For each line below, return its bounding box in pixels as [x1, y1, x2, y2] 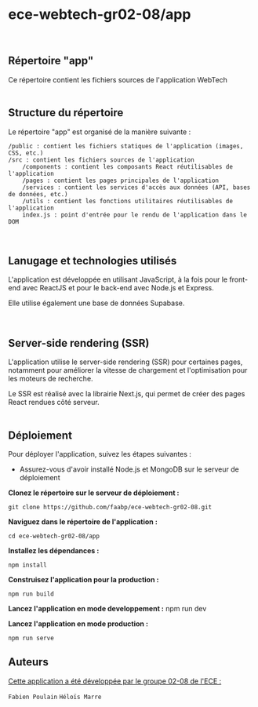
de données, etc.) [8, 190, 68, 198]
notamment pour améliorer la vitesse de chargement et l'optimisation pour [8, 366, 248, 375]
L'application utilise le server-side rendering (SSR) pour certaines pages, [8, 357, 243, 366]
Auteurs [8, 655, 49, 669]
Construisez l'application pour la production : [8, 575, 159, 584]
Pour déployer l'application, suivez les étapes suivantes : [8, 450, 192, 458]
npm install [8, 561, 47, 569]
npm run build [8, 590, 55, 598]
